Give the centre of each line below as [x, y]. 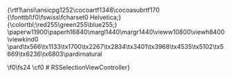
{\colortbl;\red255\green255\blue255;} [62, 25]
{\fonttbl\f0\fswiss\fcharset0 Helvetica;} [64, 17]
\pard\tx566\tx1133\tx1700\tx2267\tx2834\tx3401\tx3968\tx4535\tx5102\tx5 [115, 47]
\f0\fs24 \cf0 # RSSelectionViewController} [69, 67]
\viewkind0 [23, 39]
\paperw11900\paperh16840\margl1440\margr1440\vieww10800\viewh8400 [116, 32]
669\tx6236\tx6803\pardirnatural [55, 54]
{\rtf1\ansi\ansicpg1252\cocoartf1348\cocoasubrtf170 [83, 10]
